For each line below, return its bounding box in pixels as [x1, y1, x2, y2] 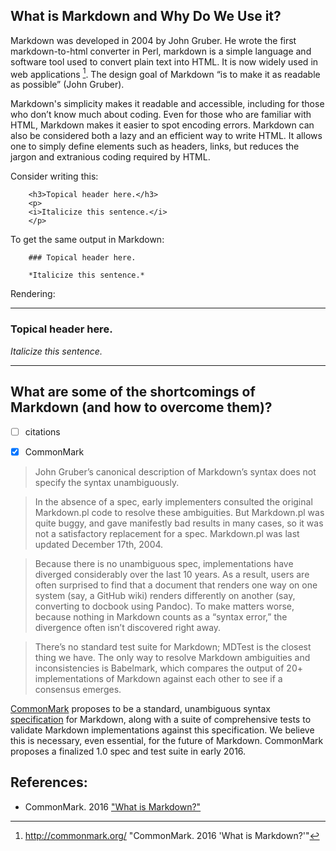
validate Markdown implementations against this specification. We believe [10, 724, 315, 736]
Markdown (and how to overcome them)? [10, 399, 273, 416]
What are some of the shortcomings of [10, 384, 256, 401]
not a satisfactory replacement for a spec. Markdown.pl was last [34, 527, 300, 539]
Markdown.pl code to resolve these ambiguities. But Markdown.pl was [34, 506, 325, 518]
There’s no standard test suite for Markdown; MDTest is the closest [34, 640, 312, 653]
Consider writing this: [10, 170, 99, 183]
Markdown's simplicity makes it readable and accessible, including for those [10, 98, 325, 110]
